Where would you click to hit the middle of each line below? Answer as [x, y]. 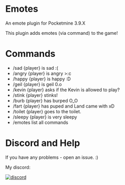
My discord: [18, 167]
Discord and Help [43, 143]
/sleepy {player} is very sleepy [45, 117]
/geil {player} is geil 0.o [37, 84]
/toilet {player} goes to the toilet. [47, 111]
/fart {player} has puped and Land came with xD [64, 106]
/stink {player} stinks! [35, 95]
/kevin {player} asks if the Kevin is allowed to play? [66, 90]
